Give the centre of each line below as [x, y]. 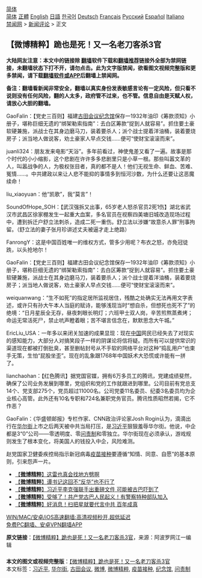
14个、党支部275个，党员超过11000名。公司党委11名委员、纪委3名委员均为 [98, 391]
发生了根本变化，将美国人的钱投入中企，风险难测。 [75, 441]
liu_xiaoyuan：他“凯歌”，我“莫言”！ [50, 194]
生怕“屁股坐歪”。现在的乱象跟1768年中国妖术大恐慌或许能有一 [104, 355]
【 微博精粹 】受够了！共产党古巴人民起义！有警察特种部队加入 [91, 496]
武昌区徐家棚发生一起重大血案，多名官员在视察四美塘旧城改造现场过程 [103, 214]
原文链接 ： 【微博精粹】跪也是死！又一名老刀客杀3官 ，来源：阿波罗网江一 [96, 537]
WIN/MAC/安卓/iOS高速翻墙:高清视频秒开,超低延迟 [69, 517]
